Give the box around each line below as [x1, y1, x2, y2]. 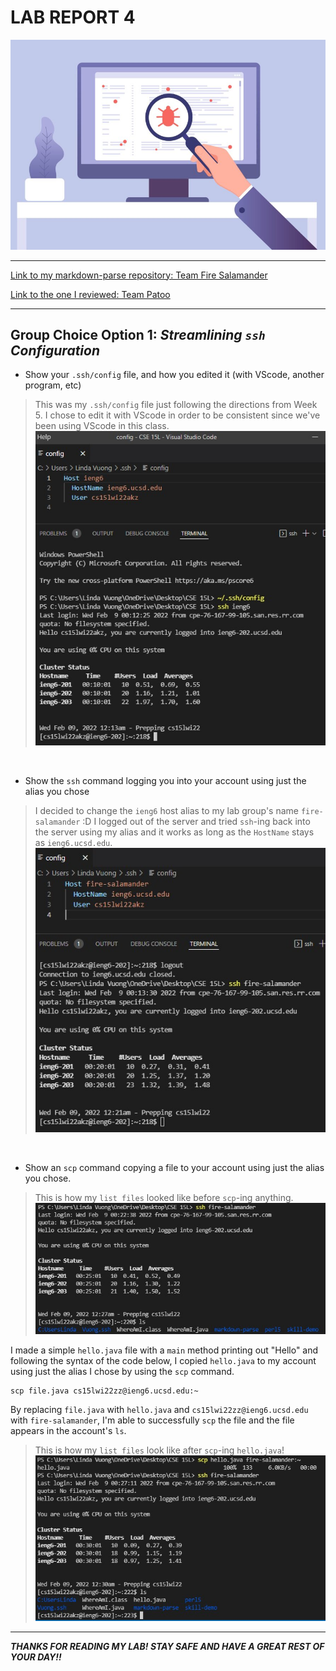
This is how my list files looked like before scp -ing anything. [34, 1191, 294, 1203]
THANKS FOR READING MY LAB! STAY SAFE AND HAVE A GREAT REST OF [10, 1641, 325, 1653]
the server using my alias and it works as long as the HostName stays [34, 826, 315, 838]
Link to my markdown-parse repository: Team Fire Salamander [10, 269, 268, 281]
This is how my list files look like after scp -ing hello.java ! [34, 1444, 285, 1456]
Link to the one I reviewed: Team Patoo [10, 288, 171, 300]
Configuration [10, 342, 101, 359]
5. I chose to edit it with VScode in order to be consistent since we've [34, 409, 321, 421]
